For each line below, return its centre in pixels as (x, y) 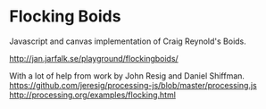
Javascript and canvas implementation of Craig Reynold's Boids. (128, 41)
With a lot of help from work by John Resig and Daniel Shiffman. (127, 75)
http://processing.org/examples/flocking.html (93, 95)
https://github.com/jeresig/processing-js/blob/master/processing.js (133, 85)
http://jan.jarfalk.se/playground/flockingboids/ (94, 58)
